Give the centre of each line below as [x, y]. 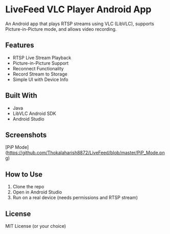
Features [20, 45]
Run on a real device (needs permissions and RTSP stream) [75, 198]
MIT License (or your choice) [36, 226]
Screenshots [26, 135]
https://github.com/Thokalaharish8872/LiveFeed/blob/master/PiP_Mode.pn [86, 153]
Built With [21, 96]
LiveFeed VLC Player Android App [78, 9]
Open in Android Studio [37, 192]
